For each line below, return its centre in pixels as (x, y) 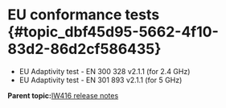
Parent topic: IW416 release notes (63, 95)
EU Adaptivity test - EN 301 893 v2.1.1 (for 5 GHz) (101, 80)
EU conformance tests (84, 15)
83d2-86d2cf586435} (84, 49)
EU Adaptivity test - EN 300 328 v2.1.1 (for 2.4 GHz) (105, 71)
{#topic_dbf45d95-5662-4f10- (113, 32)
